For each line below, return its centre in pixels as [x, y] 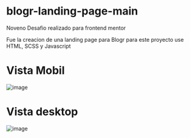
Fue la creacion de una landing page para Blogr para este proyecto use [95, 39]
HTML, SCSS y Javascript [39, 46]
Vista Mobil [36, 71]
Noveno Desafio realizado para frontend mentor [66, 28]
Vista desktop [42, 112]
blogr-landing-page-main [72, 11]
